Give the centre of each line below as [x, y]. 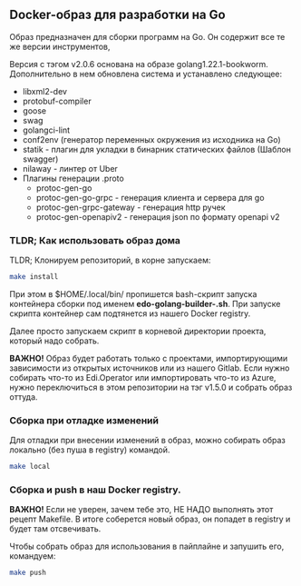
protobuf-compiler [57, 101]
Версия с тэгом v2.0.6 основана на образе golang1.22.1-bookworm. [139, 64]
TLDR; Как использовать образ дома [95, 240]
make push [28, 573]
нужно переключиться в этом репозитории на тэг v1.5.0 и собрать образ [151, 387]
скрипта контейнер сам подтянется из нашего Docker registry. [130, 313]
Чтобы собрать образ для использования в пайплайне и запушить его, [147, 546]
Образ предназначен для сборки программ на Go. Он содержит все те [147, 36]
